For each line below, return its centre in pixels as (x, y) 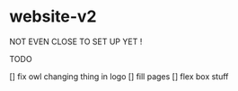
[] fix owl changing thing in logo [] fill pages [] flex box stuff (119, 76)
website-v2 (53, 17)
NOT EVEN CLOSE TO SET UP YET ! (76, 41)
